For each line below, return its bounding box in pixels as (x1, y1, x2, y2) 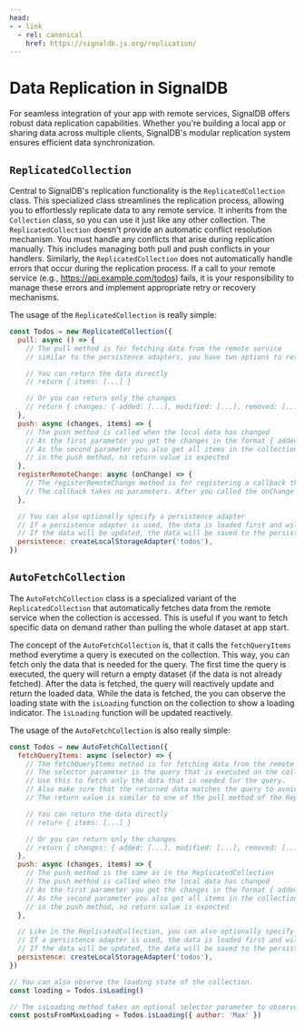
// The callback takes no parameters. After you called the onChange (25, 486, 295, 496)
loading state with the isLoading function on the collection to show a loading (9, 698, 295, 708)
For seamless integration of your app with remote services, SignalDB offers (9, 108, 290, 119)
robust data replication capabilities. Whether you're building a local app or (9, 117, 286, 128)
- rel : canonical (17, 30, 84, 39)
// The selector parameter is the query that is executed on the (25, 768, 279, 777)
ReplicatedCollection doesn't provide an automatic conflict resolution (9, 224, 272, 235)
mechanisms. (9, 292, 60, 302)
